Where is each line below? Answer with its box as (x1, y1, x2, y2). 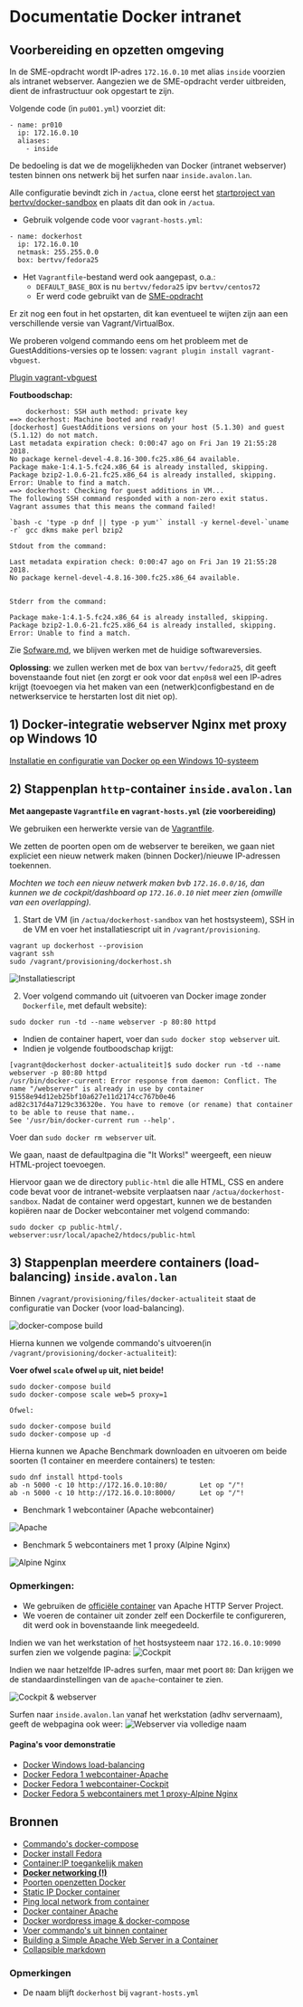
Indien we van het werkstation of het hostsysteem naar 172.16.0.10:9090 (9, 1637, 281, 1648)
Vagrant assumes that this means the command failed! (9, 502, 217, 511)
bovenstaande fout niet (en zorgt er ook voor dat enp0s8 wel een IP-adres (9, 672, 282, 682)
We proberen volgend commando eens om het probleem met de (9, 336, 249, 346)
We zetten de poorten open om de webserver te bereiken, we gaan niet (9, 840, 276, 851)
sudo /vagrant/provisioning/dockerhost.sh (9, 957, 172, 966)
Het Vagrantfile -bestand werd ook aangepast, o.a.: (22, 271, 216, 282)
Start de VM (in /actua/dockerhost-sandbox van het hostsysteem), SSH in (22, 914, 295, 924)
